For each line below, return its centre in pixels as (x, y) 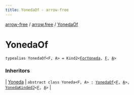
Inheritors (18, 71)
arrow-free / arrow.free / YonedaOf (42, 24)
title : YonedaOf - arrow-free (37, 10)
